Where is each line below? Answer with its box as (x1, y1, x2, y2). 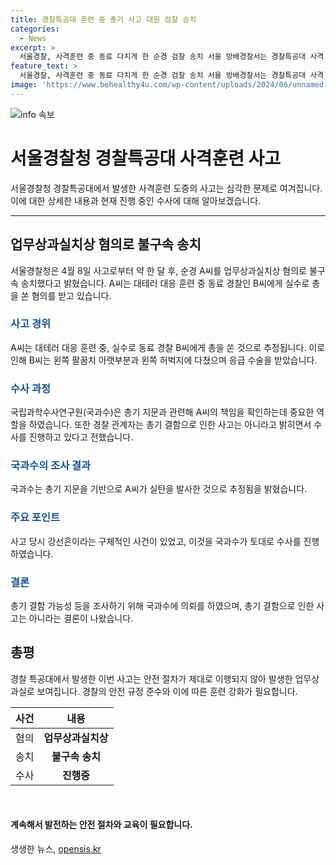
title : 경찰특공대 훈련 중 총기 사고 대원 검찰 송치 (10, 14, 197, 25)
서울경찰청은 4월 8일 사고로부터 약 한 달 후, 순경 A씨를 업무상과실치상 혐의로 (10, 264, 307, 276)
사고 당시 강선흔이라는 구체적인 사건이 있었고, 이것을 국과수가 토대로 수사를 (10, 535, 302, 547)
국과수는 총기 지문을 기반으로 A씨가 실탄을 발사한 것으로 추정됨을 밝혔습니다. (10, 483, 308, 495)
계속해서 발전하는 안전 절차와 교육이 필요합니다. (10, 819, 193, 831)
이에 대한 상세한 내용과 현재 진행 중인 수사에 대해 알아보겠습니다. (10, 194, 262, 206)
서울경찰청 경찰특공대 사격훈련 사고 (10, 147, 282, 170)
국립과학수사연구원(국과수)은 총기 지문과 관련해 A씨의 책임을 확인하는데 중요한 (10, 406, 315, 418)
